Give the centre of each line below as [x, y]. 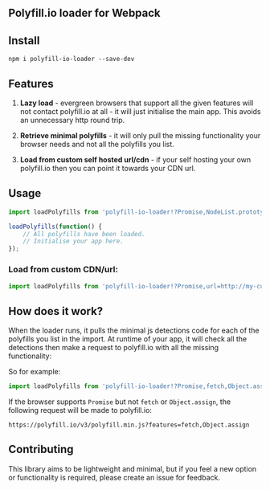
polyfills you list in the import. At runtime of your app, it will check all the [128, 339]
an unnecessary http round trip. [72, 120]
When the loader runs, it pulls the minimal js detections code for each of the [134, 331]
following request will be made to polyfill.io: [80, 410]
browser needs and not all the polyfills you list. [97, 145]
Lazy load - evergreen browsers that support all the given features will [137, 103]
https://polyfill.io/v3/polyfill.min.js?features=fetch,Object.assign [129, 425]
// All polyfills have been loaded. [84, 234]
